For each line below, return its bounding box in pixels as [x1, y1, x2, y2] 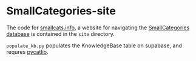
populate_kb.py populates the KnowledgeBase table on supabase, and [6, 42, 183, 49]
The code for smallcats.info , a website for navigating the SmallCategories [6, 24, 190, 31]
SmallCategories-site [6, 4, 117, 18]
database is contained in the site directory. [6, 30, 115, 37]
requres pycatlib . [6, 48, 49, 55]
